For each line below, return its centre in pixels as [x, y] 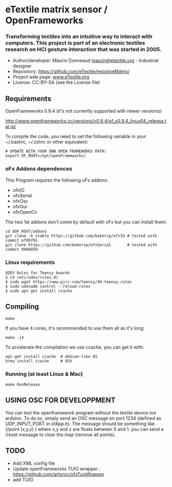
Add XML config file [34, 463]
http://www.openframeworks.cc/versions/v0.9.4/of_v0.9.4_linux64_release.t [86, 121]
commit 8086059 [22, 249]
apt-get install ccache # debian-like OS [51, 356]
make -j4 [15, 337]
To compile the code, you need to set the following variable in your [76, 136]
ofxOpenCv [25, 212]
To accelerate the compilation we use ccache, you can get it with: [75, 347]
